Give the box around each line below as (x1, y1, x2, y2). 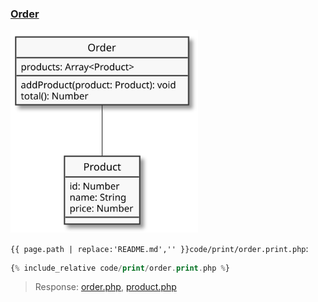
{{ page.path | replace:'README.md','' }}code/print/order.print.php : (10, 242, 309, 254)
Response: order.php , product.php (34, 281, 177, 293)
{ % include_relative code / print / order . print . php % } (10, 263, 230, 273)
